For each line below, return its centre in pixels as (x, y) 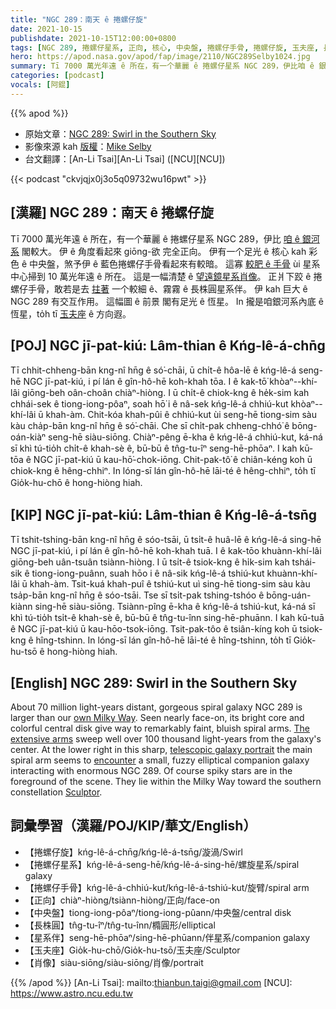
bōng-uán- (289, 595)
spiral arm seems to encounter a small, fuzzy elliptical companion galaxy (160, 760)
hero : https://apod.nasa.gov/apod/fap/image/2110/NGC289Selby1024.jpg (160, 57)
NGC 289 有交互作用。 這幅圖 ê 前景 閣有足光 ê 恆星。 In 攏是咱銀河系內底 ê (167, 301)
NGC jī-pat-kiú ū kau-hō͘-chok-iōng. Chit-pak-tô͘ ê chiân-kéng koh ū (173, 460)
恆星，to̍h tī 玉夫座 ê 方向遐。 (71, 313)
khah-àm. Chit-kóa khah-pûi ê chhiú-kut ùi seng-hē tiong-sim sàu (181, 415)
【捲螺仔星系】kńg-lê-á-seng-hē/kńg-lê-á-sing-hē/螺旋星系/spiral (162, 864)
